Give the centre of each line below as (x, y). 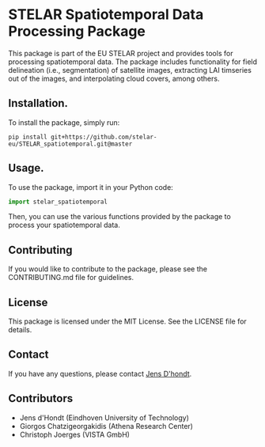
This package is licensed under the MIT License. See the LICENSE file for (127, 321)
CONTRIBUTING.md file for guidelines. (71, 278)
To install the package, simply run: (64, 122)
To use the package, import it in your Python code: (91, 187)
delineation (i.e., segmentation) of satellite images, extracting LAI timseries (130, 70)
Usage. (26, 168)
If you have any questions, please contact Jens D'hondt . (100, 373)
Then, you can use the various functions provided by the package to (119, 217)
